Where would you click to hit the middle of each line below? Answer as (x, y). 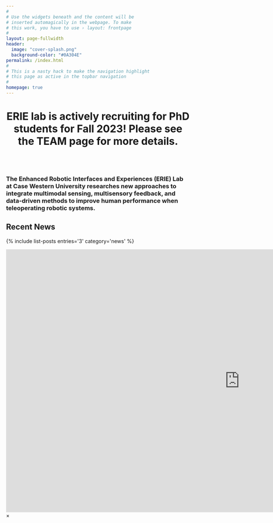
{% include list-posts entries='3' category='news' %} (70, 241)
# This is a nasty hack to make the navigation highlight (78, 71)
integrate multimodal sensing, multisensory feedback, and (91, 193)
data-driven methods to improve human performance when (92, 200)
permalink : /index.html (35, 60)
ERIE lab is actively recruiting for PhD (98, 117)
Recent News (31, 227)
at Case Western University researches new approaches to (91, 186)
